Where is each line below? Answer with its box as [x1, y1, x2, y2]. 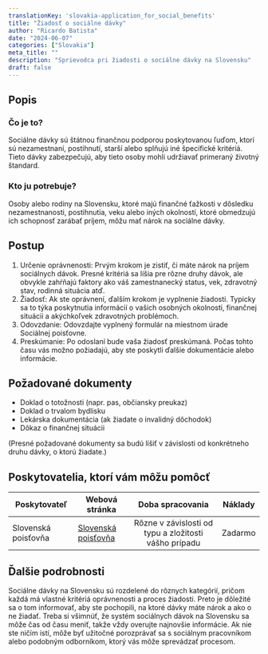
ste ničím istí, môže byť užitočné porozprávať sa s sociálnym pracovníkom [8, 628, 251, 637]
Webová [85, 494, 118, 505]
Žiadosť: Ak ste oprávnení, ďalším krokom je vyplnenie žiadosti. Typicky [19, 294, 256, 303]
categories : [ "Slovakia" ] [8, 42, 94, 50]
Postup [8, 239, 45, 252]
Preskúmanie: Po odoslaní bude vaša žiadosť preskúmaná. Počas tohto [19, 336, 254, 346]
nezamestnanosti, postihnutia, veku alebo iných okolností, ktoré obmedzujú [8, 207, 256, 216]
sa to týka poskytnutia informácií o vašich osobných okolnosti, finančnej [19, 303, 258, 312]
